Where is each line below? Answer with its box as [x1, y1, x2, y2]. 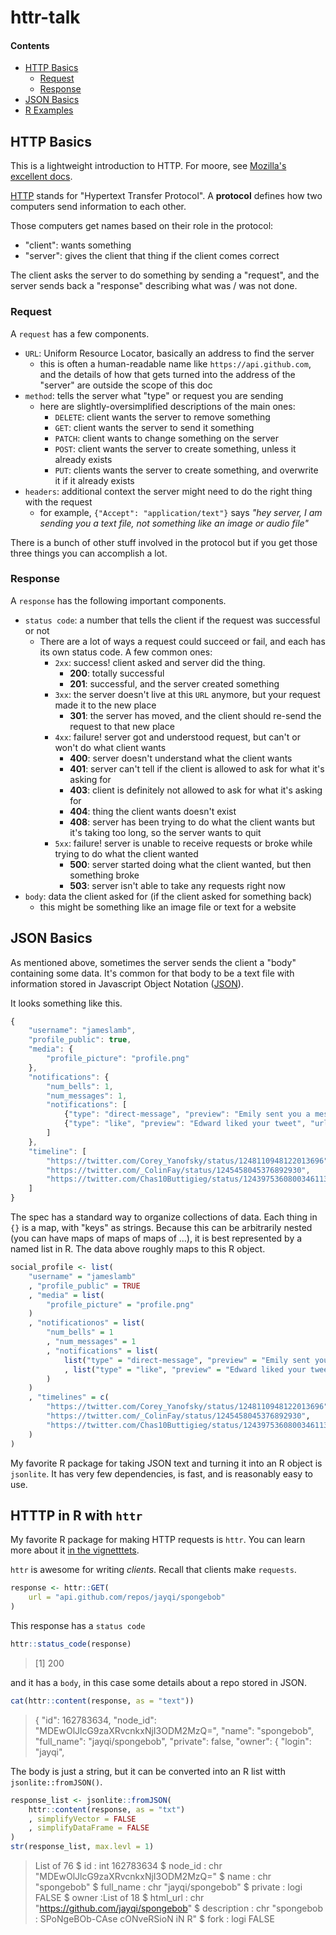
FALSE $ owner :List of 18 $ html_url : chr [34, 1892, 205, 1904]
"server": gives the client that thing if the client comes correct [24, 250, 280, 262]
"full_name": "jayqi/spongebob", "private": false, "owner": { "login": [34, 1735, 312, 1747]
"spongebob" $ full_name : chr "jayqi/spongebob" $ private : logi [34, 1881, 303, 1893]
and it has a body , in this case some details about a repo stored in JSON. [10, 1676, 307, 1688]
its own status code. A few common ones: [39, 646, 213, 658]
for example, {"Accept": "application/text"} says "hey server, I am [39, 506, 323, 518]
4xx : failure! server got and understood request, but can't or [54, 731, 301, 743]
